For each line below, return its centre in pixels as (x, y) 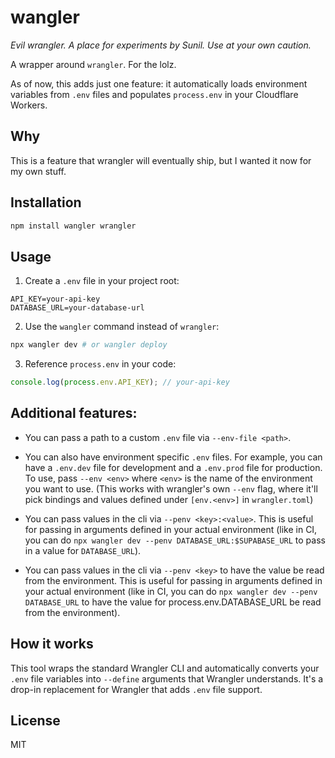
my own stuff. (38, 171)
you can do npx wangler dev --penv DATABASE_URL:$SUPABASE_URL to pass (175, 540)
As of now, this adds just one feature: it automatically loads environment (159, 83)
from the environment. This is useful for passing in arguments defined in (173, 580)
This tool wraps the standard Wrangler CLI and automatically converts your (165, 668)
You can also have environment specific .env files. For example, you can (173, 457)
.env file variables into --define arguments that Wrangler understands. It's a (167, 678)
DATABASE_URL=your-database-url (77, 308)
